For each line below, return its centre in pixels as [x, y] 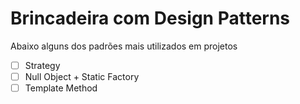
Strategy [42, 65]
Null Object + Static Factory [82, 76]
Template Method [61, 88]
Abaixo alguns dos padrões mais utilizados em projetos [124, 46]
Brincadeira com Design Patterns [150, 18]
